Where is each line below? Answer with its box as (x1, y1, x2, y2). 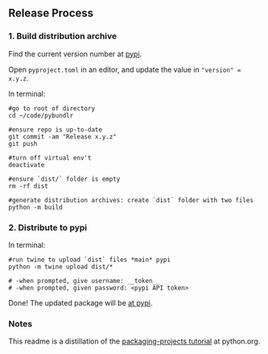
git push (8, 140, 38, 148)
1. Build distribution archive (8, 31, 118, 42)
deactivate (8, 160, 45, 169)
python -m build (8, 203, 63, 211)
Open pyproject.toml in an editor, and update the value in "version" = (8, 65, 241, 74)
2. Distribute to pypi (8, 222, 88, 233)
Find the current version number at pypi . (8, 48, 142, 59)
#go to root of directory (8, 104, 95, 112)
